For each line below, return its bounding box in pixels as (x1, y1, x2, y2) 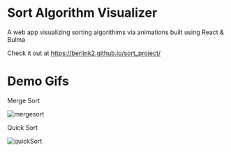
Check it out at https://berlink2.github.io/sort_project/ (7, 49, 161, 57)
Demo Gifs (7, 73, 70, 89)
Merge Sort (7, 96, 40, 105)
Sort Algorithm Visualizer (7, 5, 158, 21)
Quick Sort (7, 123, 38, 132)
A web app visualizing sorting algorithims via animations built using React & (7, 28, 225, 36)
